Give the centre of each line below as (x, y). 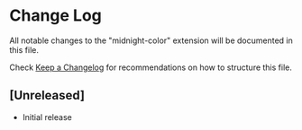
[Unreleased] (47, 95)
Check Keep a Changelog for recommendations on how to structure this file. (151, 67)
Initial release (47, 117)
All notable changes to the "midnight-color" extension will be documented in (151, 40)
